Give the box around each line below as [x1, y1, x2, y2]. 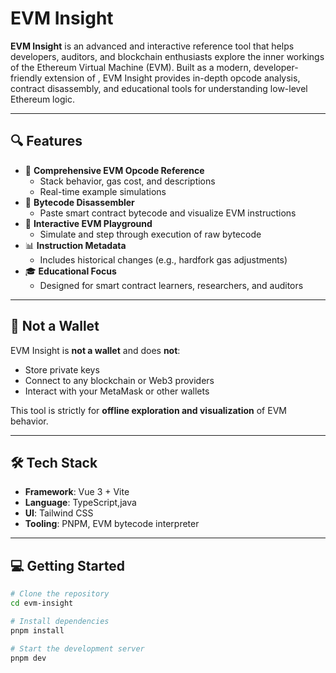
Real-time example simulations [39, 185, 167, 197]
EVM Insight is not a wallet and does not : [10, 344, 181, 356]
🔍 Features [10, 133, 83, 150]
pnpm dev [10, 653, 47, 663]
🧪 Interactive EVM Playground [24, 217, 153, 229]
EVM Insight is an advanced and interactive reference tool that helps [10, 40, 295, 52]
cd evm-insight [10, 598, 74, 609]
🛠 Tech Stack [10, 454, 98, 471]
